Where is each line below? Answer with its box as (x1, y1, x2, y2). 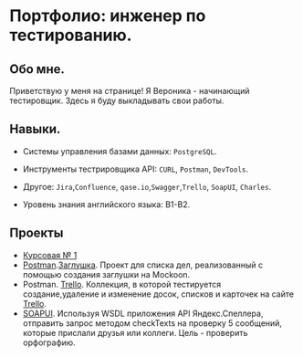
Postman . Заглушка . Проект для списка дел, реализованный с (22, 259, 264, 270)
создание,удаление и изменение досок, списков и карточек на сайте (22, 289, 295, 299)
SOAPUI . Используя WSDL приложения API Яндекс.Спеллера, (22, 308, 264, 319)
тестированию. (9, 25, 132, 46)
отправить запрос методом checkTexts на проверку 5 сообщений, (22, 317, 283, 329)
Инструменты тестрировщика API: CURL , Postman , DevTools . (22, 163, 249, 174)
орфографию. (22, 337, 76, 348)
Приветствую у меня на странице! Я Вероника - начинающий (9, 86, 250, 96)
